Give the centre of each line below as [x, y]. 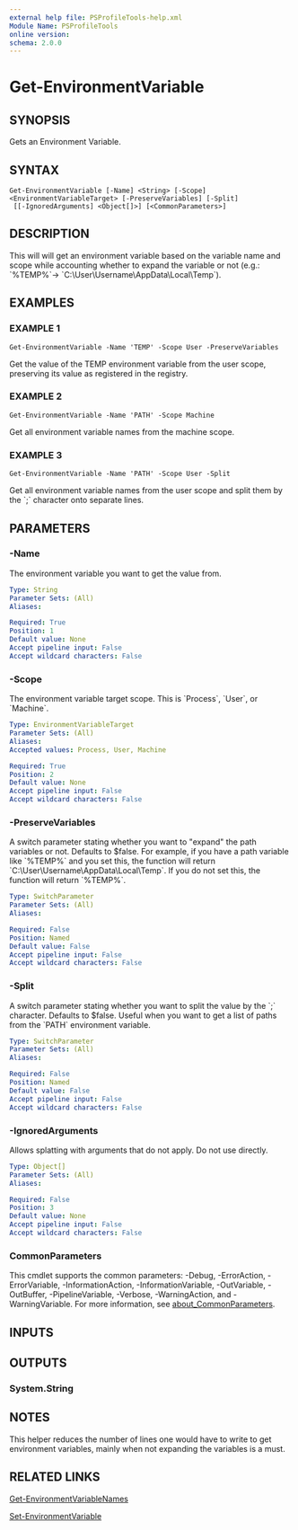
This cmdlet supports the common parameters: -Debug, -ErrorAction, [138, 1276]
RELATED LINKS [55, 1477]
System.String [42, 1388]
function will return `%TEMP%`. [68, 880]
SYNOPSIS [40, 120]
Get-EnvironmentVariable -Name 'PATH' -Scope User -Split [120, 474]
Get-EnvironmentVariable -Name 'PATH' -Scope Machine [112, 415]
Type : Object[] [38, 1166]
